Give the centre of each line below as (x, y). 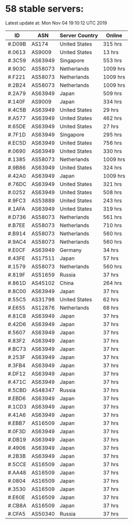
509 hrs (112, 93)
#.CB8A (17, 505)
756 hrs (112, 143)
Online (114, 35)
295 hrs (112, 134)
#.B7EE (16, 225)
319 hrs (112, 208)
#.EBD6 (17, 398)
